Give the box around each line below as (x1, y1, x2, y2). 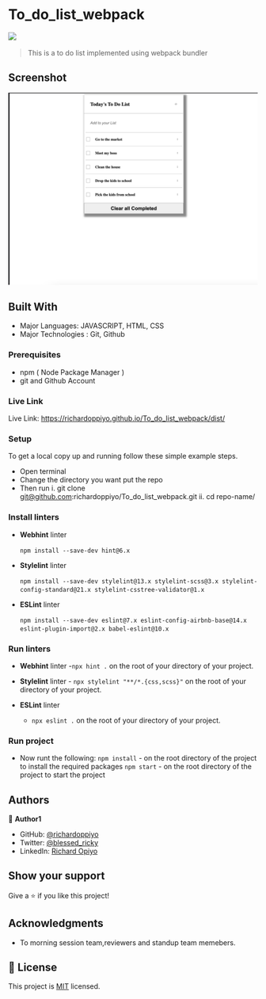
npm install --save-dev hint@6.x (19, 547, 131, 555)
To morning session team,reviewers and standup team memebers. (19, 937, 236, 948)
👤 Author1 (8, 814, 42, 823)
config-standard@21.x (19, 585, 91, 593)
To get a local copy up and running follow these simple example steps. (8, 452, 238, 461)
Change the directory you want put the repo (19, 475, 164, 485)
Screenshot (8, 71, 67, 85)
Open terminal (19, 467, 66, 476)
